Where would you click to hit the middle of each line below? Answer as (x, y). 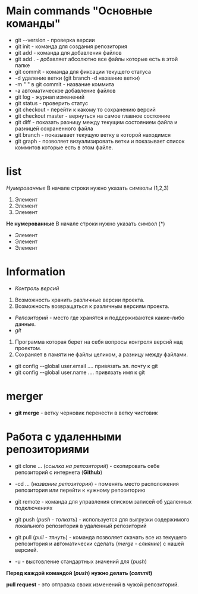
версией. (26, 550)
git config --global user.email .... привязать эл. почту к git (86, 366)
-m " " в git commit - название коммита (65, 84)
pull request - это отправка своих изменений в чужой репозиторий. (93, 584)
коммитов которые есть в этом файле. (64, 147)
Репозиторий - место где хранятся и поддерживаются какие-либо (100, 318)
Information (36, 272)
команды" (33, 23)
